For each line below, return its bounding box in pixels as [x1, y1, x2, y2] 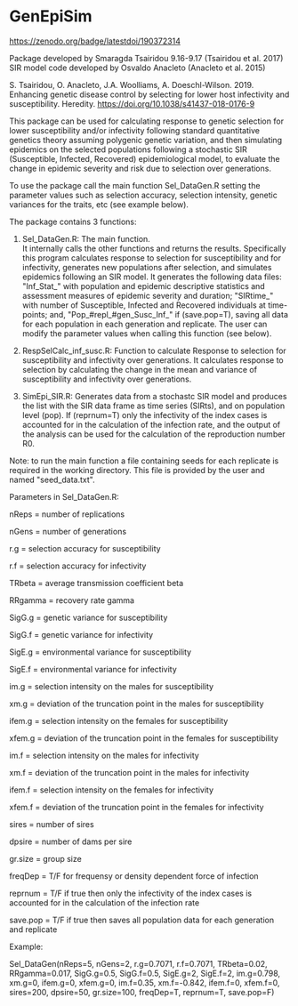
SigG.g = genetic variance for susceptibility [9, 612, 168, 623]
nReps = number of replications [9, 509, 125, 519]
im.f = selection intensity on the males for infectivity [9, 750, 200, 761]
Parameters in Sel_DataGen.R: [9, 491, 119, 502]
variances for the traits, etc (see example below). [9, 198, 189, 210]
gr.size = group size [9, 853, 82, 864]
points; [21, 309, 48, 319]
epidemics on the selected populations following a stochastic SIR [9, 144, 247, 155]
